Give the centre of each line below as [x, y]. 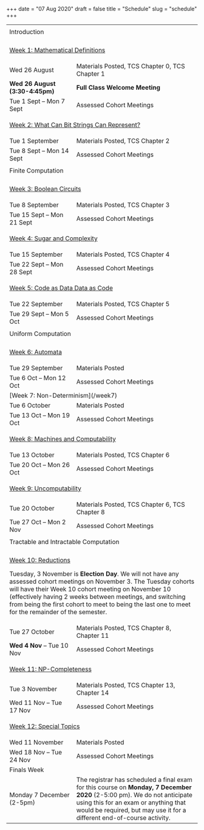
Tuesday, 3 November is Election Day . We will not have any [94, 574]
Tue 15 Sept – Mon [36, 215]
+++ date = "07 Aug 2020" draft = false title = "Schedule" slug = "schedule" [102, 9]
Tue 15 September [36, 254]
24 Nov [20, 760]
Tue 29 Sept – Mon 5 [39, 314]
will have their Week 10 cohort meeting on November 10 [90, 589]
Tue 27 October [32, 632]
